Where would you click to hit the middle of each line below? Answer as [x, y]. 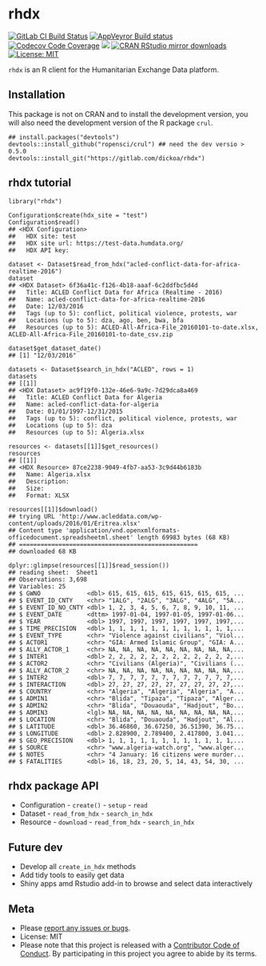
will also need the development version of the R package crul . [111, 122]
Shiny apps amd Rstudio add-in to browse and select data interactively [136, 884]
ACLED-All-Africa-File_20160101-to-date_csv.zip [91, 334]
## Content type [35, 530]
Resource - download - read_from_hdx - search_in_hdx [107, 822]
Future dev [36, 847]
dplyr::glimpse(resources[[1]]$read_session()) [89, 565]
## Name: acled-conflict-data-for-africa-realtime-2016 [107, 299]
